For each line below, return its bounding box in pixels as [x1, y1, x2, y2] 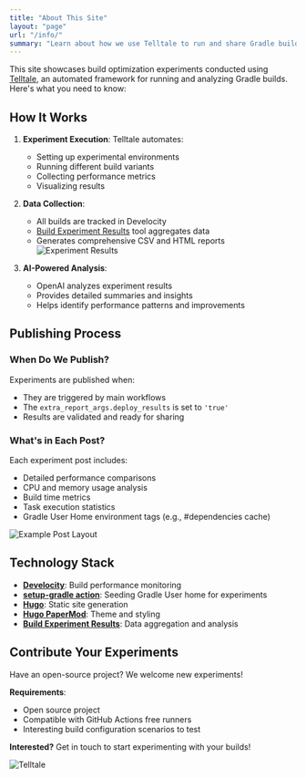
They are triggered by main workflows [22, 391, 167, 402]
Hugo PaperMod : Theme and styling [22, 608, 161, 619]
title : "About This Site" [9, 13, 107, 23]
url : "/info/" [9, 30, 64, 39]
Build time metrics [22, 492, 91, 503]
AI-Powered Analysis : [22, 263, 107, 274]
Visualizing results [36, 181, 106, 192]
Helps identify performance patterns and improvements [36, 300, 246, 311]
